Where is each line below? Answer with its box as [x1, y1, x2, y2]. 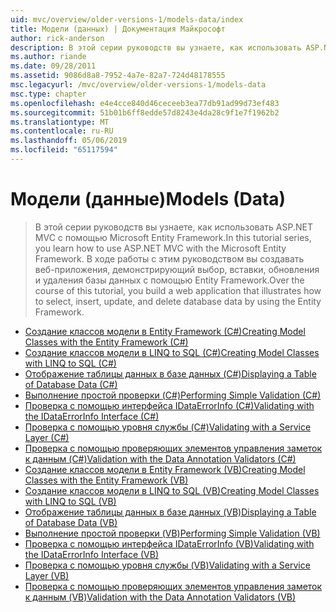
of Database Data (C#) [24, 378, 118, 390]
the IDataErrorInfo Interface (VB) [24, 548, 160, 560]
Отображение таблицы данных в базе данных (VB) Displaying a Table [24, 506, 317, 518]
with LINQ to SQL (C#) [24, 357, 117, 369]
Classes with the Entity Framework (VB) [24, 474, 189, 486]
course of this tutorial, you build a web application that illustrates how [34, 284, 322, 296]
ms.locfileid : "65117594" [10, 145, 118, 155]
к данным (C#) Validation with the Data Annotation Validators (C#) [24, 452, 297, 465]
